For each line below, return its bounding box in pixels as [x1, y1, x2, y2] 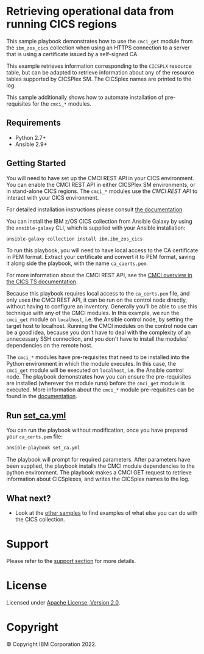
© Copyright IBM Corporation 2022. [6, 640, 97, 648]
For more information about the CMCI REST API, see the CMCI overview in [6, 272, 193, 279]
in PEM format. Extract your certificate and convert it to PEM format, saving [6, 253, 195, 261]
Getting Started [6, 158, 66, 169]
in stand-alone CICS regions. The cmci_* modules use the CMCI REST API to [6, 187, 198, 195]
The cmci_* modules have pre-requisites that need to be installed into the [6, 354, 190, 361]
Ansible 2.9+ [15, 140, 47, 148]
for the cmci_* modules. [32, 100, 91, 107]
